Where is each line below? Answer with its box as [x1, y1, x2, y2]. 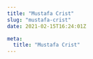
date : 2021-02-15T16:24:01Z [7, 23, 87, 29]
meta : [7, 35, 22, 42]
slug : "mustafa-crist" [7, 16, 71, 23]
